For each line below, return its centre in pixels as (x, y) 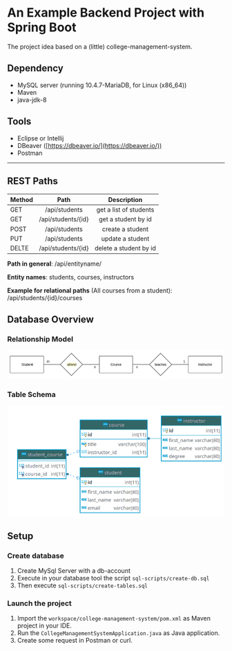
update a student (125, 238)
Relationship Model (40, 339)
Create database (36, 556)
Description (125, 199)
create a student (125, 229)
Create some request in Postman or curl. (75, 641)
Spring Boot (42, 27)
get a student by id (125, 219)
